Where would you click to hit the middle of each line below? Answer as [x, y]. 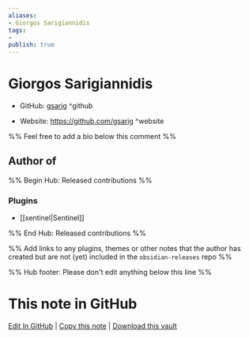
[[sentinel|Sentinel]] [52, 218]
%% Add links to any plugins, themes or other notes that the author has [124, 249]
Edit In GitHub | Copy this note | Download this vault [93, 326]
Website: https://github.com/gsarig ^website [92, 121]
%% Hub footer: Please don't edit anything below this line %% [110, 272]
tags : [17, 30]
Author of [32, 161]
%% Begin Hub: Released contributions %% [80, 180]
